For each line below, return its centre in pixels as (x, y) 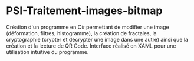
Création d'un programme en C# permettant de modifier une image (88, 27)
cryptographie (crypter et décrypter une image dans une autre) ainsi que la (97, 39)
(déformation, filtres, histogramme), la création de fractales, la (82, 33)
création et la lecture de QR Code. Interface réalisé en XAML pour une (91, 46)
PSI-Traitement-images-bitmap (84, 11)
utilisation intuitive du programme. (47, 52)
